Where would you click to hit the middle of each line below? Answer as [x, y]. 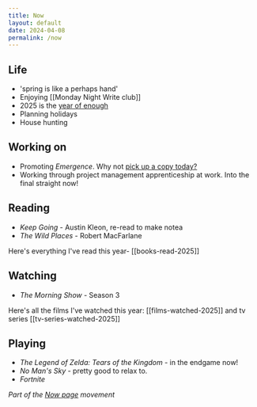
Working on [38, 147]
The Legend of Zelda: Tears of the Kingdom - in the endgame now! [129, 363]
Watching [32, 276]
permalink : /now [35, 38]
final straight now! [49, 183]
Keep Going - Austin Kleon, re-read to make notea [101, 227]
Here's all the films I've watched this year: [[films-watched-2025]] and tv [127, 310]
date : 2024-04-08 [37, 30]
